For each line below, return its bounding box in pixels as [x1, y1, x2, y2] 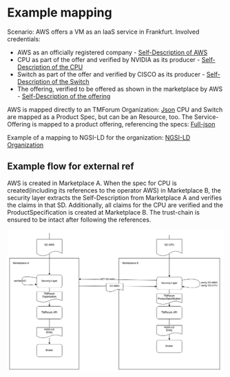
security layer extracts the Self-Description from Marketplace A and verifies [7, 193, 222, 202]
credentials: [7, 34, 41, 43]
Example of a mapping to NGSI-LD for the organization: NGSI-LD [7, 133, 191, 142]
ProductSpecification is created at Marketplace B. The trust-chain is [7, 208, 200, 216]
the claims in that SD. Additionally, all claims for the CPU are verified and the [7, 201, 224, 209]
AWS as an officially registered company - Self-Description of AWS [17, 48, 208, 56]
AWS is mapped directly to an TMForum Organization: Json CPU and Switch [7, 105, 223, 114]
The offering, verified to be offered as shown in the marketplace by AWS [17, 85, 223, 93]
